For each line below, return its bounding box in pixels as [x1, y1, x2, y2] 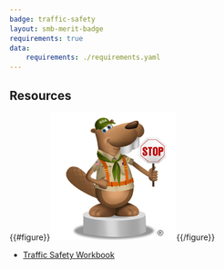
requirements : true [9, 34, 84, 43]
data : [9, 44, 30, 53]
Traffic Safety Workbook [22, 249, 116, 260]
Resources [9, 87, 72, 104]
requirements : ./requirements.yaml [25, 53, 161, 63]
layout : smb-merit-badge [9, 24, 104, 34]
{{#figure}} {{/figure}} [9, 232, 216, 243]
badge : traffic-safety [9, 15, 96, 24]
